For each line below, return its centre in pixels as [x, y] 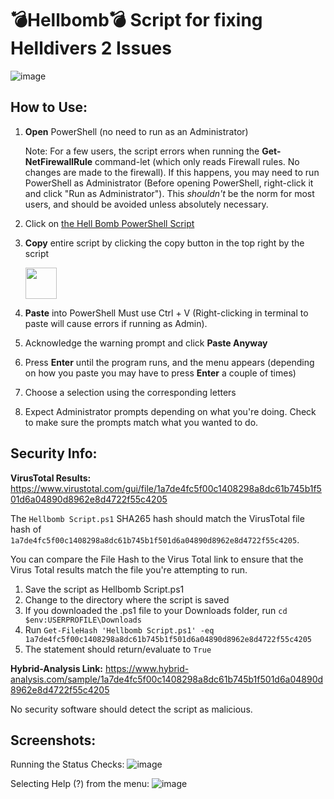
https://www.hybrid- [147, 668]
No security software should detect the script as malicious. [131, 709]
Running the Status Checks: [67, 764]
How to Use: [49, 107]
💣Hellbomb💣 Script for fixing [136, 20]
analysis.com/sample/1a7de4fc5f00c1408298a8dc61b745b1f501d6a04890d [167, 679]
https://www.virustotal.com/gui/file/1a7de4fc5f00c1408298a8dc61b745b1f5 [166, 488]
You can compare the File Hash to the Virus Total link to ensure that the [157, 559]
